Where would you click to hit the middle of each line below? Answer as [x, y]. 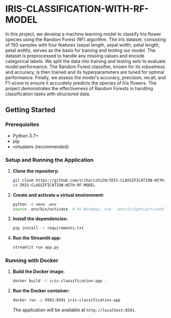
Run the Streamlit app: [37, 238]
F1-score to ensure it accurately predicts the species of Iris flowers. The [81, 83]
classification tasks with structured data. [48, 94]
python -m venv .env [34, 204]
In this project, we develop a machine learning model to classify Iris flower [83, 34]
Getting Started [30, 110]
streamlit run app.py [35, 247]
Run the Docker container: [41, 291]
